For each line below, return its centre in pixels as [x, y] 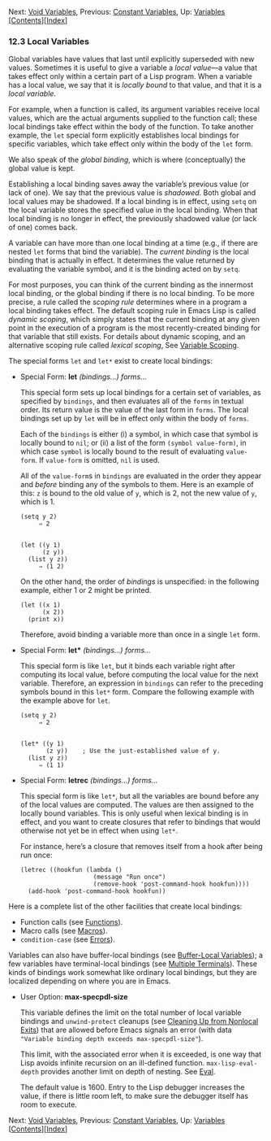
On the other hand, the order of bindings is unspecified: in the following [140, 581]
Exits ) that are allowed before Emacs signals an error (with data [126, 1030]
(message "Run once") [129, 878]
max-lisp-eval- [232, 1064]
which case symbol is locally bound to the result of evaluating [122, 451]
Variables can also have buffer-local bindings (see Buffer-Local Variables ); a [136, 956]
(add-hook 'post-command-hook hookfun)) [97, 891]
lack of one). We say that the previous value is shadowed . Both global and [132, 193]
